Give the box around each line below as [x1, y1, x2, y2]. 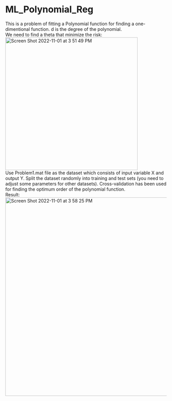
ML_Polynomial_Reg [5, 4, 94, 15]
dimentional [5, 26, 30, 32]
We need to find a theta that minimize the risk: [5, 31, 102, 38]
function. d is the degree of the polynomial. [31, 26, 122, 32]
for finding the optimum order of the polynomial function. [5, 186, 125, 192]
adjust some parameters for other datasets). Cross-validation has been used [5, 180, 167, 187]
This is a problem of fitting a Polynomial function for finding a [5, 21, 135, 27]
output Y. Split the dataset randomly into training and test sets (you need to [5, 175, 164, 181]
